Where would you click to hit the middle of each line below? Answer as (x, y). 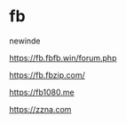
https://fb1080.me (42, 92)
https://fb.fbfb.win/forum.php (63, 58)
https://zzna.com (40, 109)
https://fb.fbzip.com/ (47, 75)
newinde (25, 41)
